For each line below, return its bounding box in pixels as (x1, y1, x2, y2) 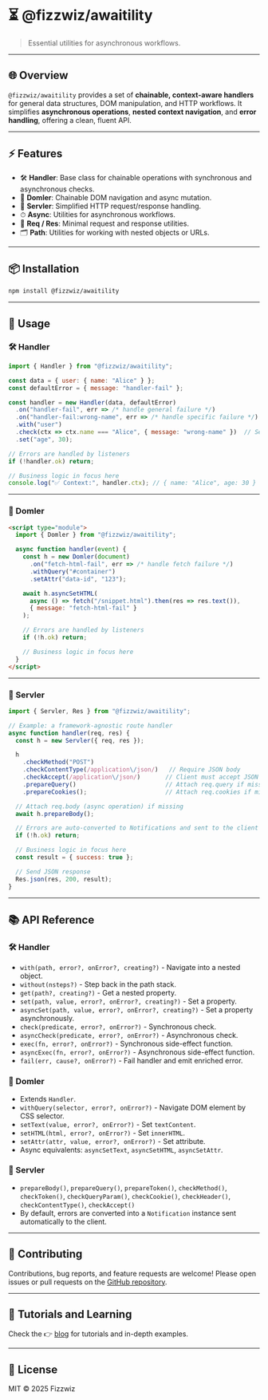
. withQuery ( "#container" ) (29, 567, 116, 575)
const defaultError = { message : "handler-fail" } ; (8, 384, 183, 392)
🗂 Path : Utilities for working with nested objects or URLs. (19, 227, 210, 237)
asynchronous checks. (19, 184, 95, 194)
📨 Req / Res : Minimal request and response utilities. (19, 219, 190, 228)
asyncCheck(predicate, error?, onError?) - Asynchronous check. (19, 1031, 238, 1040)
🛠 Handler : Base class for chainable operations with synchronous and (19, 172, 253, 182)
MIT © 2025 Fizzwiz (8, 1384, 76, 1394)
